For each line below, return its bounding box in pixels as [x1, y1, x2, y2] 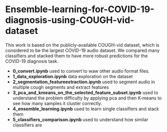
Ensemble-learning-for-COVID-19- [5, 4, 154, 15]
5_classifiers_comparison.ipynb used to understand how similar [12, 116, 148, 122]
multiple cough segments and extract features [12, 84, 109, 90]
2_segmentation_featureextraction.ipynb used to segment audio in [12, 79, 155, 85]
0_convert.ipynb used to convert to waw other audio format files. [12, 68, 150, 74]
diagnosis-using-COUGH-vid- [5, 14, 135, 26]
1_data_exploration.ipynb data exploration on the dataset [12, 73, 133, 79]
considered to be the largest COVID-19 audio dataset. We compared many [5, 47, 160, 53]
